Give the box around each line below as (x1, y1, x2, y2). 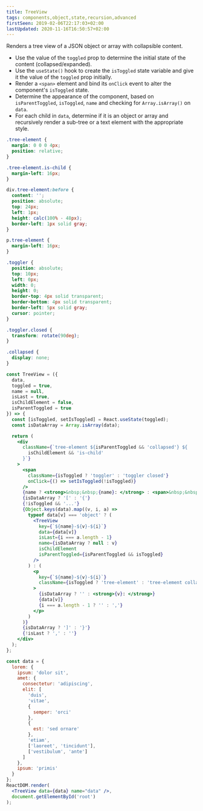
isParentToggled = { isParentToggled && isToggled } (38, 551, 164, 557)
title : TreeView (6, 8, 47, 15)
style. (14, 125, 29, 132)
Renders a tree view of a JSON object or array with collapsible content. (6, 42, 183, 50)
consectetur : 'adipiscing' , (22, 681, 94, 687)
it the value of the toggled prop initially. (14, 73, 113, 81)
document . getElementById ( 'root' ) (11, 793, 96, 799)
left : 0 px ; (11, 277, 39, 283)
